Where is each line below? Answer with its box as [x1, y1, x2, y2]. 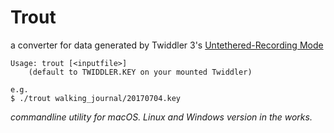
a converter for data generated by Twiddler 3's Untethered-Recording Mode [10, 39, 324, 51]
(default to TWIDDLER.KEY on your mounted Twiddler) [28, 67, 253, 77]
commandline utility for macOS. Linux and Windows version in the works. [10, 111, 313, 123]
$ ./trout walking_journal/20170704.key [10, 93, 182, 103]
